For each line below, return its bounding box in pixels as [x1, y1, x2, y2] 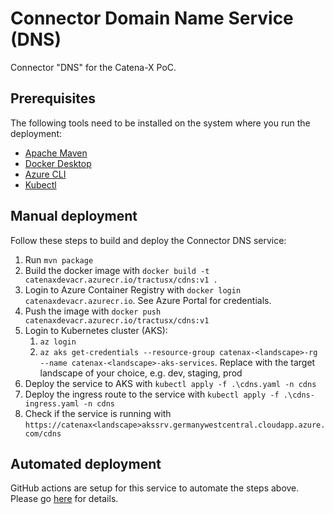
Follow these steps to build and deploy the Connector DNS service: [10, 234, 287, 246]
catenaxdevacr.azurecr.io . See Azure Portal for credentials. [24, 294, 272, 306]
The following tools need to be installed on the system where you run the [10, 117, 311, 129]
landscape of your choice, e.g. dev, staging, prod [39, 367, 243, 379]
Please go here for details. [10, 493, 119, 505]
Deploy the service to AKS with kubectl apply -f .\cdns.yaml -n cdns [24, 377, 317, 389]
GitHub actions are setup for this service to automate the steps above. [10, 482, 300, 494]
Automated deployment [10, 455, 162, 472]
